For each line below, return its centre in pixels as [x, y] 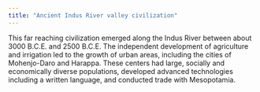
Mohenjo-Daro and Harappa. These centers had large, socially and [117, 63]
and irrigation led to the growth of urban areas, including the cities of [120, 54]
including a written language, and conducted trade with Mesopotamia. [122, 79]
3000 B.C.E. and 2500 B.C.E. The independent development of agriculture [128, 46]
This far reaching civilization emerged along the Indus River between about [130, 38]
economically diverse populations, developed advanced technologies [121, 71]
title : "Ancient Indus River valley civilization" [93, 15]
